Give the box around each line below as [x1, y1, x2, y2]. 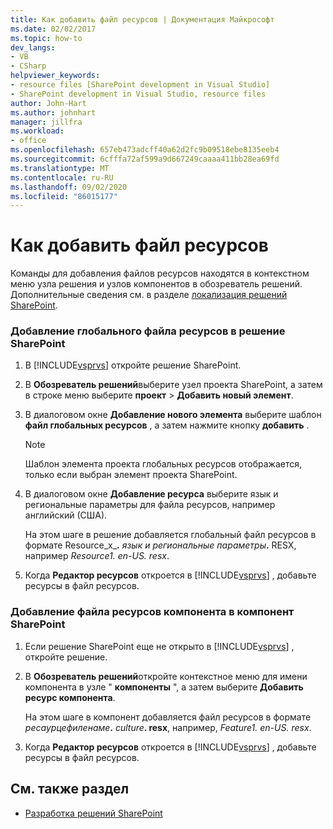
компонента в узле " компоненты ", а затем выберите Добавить [24, 681, 304, 693]
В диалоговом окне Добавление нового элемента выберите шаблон [24, 409, 322, 421]
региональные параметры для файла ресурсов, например [24, 499, 276, 511]
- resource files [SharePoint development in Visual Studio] [10, 80, 271, 90]
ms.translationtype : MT [10, 163, 110, 173]
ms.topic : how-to [10, 33, 83, 43]
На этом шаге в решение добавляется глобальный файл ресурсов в [24, 529, 317, 541]
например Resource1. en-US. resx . [24, 550, 170, 562]
